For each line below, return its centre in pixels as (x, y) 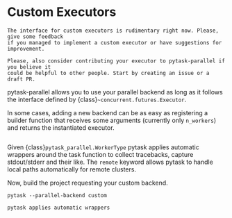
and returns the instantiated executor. (61, 127)
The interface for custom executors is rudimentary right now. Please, (113, 31)
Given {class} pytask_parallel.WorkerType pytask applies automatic (103, 147)
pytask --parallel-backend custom (57, 195)
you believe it (29, 67)
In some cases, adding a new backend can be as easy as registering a (108, 112)
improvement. (26, 49)
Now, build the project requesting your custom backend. (88, 183)
